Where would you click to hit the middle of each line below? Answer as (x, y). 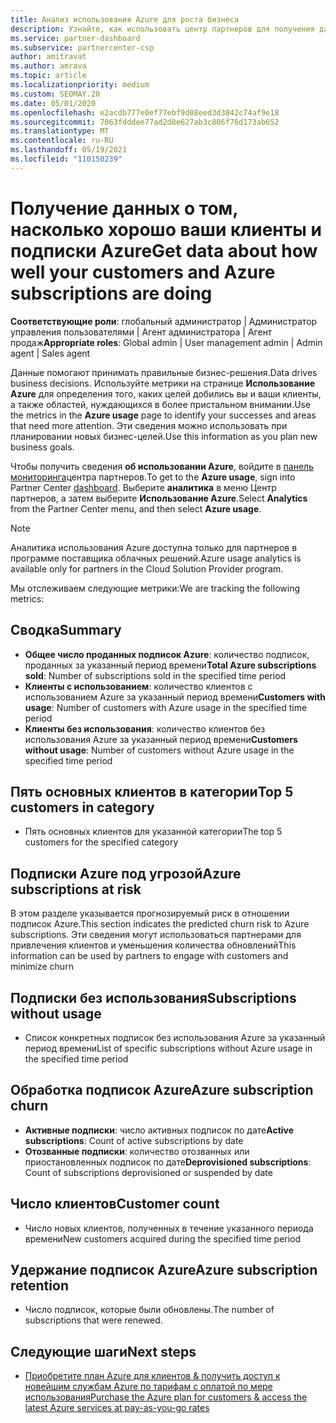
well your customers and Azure (143, 272)
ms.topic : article (48, 76)
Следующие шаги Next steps (103, 1351)
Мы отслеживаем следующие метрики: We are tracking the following (155, 588)
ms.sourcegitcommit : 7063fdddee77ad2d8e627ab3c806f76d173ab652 (145, 122)
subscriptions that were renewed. (93, 1320)
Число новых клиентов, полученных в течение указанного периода (169, 1228)
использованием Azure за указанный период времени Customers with (175, 697)
